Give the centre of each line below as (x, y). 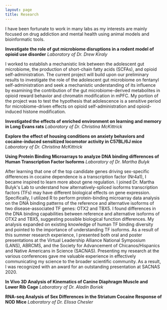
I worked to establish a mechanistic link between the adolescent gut (75, 64)
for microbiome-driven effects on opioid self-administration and (70, 106)
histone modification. (44, 111)
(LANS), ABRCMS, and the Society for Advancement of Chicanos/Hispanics (83, 245)
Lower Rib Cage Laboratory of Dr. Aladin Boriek (54, 287)
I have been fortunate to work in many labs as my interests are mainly (76, 28)
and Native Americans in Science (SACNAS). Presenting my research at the (82, 251)
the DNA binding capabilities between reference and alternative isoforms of (83, 214)
